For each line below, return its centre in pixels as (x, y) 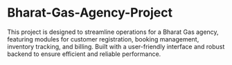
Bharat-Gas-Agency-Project (90, 13)
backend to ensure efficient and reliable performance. (84, 54)
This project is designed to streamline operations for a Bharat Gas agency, (113, 32)
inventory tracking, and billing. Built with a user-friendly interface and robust (116, 46)
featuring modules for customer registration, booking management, (103, 39)
